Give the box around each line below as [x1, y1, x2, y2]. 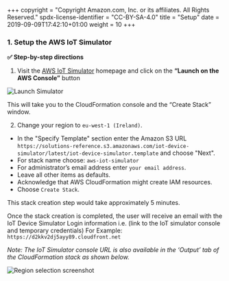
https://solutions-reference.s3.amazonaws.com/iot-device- [16, 143, 190, 150]
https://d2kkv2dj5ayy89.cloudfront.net [7, 234, 121, 241]
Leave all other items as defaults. [16, 171, 111, 179]
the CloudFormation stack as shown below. [7, 253, 130, 261]
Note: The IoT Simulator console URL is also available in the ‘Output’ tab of [7, 246, 219, 254]
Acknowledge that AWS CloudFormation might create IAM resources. [16, 178, 213, 186]
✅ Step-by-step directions [7, 53, 84, 61]
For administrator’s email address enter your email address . [16, 164, 186, 172]
